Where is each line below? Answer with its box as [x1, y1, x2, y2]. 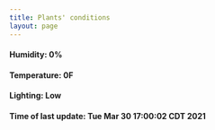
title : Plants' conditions [9, 13, 111, 22]
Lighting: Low [9, 91, 61, 101]
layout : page [9, 22, 58, 30]
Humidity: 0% [9, 49, 63, 60]
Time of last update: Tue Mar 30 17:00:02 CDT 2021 [9, 110, 207, 121]
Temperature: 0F [9, 69, 74, 81]
